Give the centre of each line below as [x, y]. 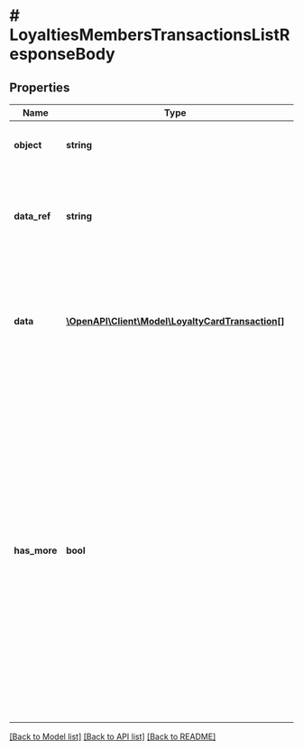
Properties [40, 87]
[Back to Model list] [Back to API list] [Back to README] [113, 736]
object [28, 145]
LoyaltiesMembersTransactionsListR [150, 35]
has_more [36, 550]
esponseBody [62, 54]
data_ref [32, 216]
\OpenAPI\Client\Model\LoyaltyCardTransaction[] [175, 321]
